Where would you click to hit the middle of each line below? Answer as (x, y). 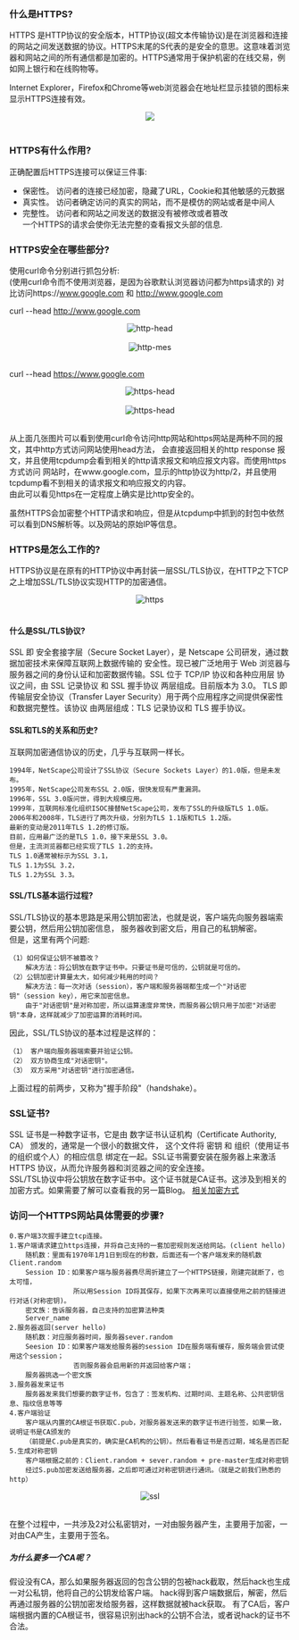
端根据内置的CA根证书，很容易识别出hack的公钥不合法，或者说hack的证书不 (150, 1615)
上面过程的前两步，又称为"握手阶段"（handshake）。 (106, 1088)
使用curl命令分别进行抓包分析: (65, 271)
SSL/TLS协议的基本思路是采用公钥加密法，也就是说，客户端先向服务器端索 (146, 916)
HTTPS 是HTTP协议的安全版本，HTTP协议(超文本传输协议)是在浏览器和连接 (149, 35)
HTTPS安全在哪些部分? (59, 249)
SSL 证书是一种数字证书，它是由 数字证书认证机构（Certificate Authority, (143, 1134)
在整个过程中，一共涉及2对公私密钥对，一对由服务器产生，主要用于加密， (145, 1524)
